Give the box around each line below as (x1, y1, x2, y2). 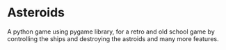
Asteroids (7, 5, 65, 21)
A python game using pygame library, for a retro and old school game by (7, 27, 216, 36)
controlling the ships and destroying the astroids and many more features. (7, 34, 219, 42)
